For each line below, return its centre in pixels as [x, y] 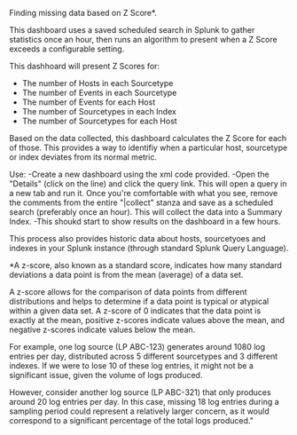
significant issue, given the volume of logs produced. [106, 375]
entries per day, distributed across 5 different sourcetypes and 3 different [144, 356]
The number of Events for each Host [89, 102]
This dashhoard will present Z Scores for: [85, 66]
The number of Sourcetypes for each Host [99, 121]
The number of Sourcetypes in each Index [99, 111]
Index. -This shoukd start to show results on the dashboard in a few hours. [145, 221]
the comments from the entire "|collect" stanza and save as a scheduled [141, 202]
